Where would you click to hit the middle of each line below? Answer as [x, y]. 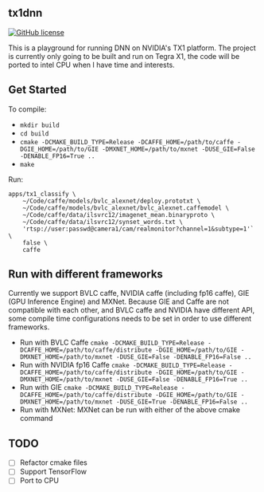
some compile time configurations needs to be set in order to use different [130, 319]
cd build [34, 134]
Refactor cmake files [53, 462]
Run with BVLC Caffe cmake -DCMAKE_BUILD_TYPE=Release [112, 343]
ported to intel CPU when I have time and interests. [91, 65]
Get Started [37, 90]
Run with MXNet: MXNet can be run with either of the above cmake [130, 410]
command [36, 419]
